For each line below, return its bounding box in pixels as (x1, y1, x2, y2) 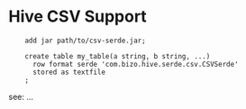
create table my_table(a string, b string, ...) (24, 51, 211, 60)
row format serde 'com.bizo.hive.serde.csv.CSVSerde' (32, 59, 240, 68)
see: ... (8, 91, 33, 102)
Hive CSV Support (8, 6, 148, 27)
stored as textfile (32, 68, 105, 77)
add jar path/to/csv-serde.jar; (24, 36, 146, 45)
